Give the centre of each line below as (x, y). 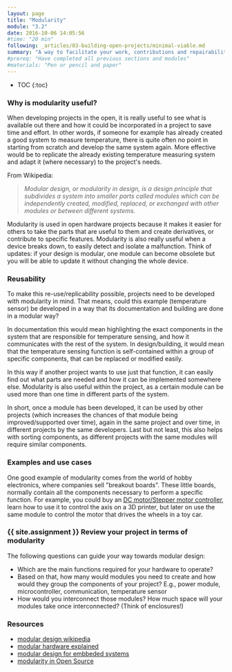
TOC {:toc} (32, 84)
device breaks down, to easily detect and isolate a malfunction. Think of (109, 246)
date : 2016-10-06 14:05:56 (46, 33)
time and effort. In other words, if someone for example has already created (115, 132)
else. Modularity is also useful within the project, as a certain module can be (116, 387)
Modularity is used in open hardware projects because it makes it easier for (115, 224)
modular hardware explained (58, 646)
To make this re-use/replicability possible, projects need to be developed (111, 294)
